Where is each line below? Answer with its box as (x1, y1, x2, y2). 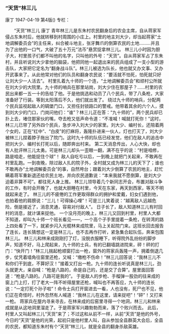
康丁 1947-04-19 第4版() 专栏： (5, 17, 70, 23)
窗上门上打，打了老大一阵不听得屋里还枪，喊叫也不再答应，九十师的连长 (5, 280, 155, 286)
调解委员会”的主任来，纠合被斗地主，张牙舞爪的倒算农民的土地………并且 (9, 40, 160, 46)
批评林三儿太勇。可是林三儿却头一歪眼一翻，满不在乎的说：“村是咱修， (14, 147, 162, 153)
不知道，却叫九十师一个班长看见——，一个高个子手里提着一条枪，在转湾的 (5, 217, 159, 223)
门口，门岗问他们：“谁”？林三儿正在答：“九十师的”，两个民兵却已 (27, 109, 163, 115)
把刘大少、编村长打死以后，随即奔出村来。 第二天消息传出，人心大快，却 (5, 141, 156, 147)
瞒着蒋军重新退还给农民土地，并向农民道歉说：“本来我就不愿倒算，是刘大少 (5, 172, 162, 178)
